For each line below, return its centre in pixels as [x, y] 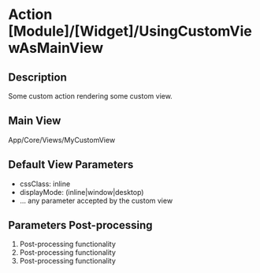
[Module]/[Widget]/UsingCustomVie [130, 31]
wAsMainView [56, 48]
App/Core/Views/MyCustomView [62, 140]
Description [37, 77]
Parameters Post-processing [80, 225]
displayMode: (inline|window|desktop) [82, 192]
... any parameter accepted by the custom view [96, 200]
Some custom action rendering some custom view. [91, 96]
